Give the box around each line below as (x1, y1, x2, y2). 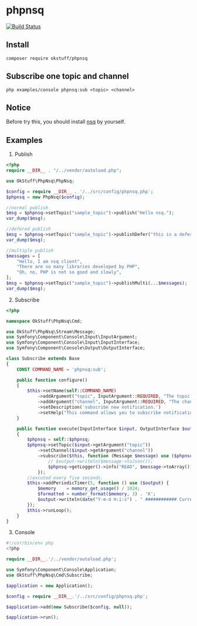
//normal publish (6, 204, 49, 211)
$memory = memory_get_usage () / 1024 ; (37, 485, 141, 492)
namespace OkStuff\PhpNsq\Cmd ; (6, 318, 83, 324)
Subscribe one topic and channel (6, 71, 129, 81)
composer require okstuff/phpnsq (6, 55, 88, 61)
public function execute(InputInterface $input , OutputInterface (16, 426, 180, 432)
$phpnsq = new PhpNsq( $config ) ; (6, 194, 85, 200)
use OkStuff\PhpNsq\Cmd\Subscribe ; (6, 572, 93, 578)
